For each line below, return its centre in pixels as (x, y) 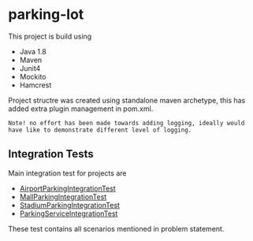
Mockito (33, 76)
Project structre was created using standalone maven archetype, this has (127, 100)
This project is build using (50, 36)
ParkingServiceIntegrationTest (69, 213)
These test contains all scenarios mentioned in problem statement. (116, 228)
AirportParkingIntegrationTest (67, 188)
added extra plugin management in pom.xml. (81, 109)
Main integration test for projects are (67, 173)
